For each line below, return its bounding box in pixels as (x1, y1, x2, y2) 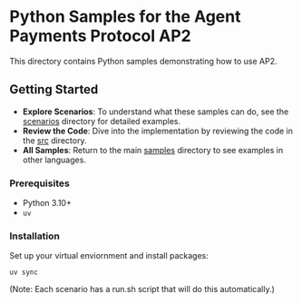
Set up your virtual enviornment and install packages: (9, 250, 209, 261)
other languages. (22, 154, 86, 165)
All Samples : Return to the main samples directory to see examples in (22, 144, 284, 155)
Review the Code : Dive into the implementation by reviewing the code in (22, 125, 293, 136)
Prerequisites (9, 177, 70, 190)
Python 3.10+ (22, 198, 73, 209)
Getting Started (9, 82, 99, 97)
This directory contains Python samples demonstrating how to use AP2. (9, 55, 278, 66)
